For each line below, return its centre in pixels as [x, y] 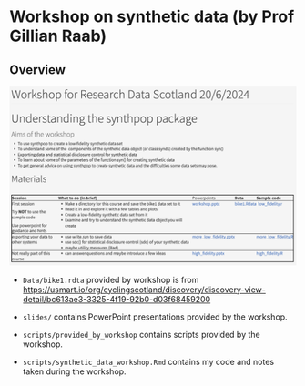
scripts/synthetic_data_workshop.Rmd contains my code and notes [148, 361]
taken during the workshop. [74, 371]
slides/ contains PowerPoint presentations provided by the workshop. [155, 317]
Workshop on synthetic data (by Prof [152, 17]
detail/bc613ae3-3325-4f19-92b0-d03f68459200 [117, 299]
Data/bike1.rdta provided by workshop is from [111, 279]
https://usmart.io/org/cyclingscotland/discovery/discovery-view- [144, 289]
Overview [38, 70]
